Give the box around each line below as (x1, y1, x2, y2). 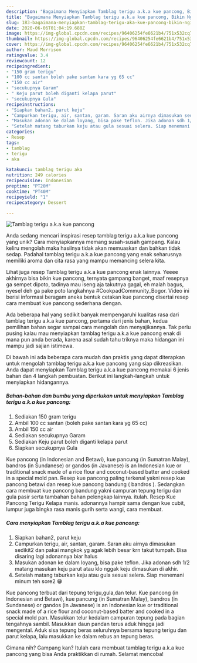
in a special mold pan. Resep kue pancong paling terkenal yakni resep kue (6, 474, 186, 482)
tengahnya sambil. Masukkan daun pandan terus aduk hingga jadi (6, 621, 165, 628)
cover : (6, 42, 22, 48)
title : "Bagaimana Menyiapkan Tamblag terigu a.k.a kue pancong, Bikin (6, 14, 185, 20)
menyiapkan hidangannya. (6, 379, 70, 386)
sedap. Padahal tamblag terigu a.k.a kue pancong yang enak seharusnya (6, 251, 182, 258)
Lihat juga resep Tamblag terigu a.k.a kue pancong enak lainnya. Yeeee (6, 269, 179, 276)
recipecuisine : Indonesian (6, 178, 72, 184)
